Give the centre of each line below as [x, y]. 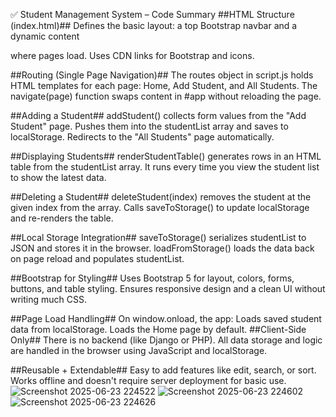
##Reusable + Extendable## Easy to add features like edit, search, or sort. [163, 370]
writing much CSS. [49, 299]
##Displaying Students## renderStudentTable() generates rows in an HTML [166, 156]
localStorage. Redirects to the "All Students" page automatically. [142, 137]
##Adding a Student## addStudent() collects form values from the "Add [158, 115]
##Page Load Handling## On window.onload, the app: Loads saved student [166, 318]
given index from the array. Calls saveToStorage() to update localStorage [160, 207]
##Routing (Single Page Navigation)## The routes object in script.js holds [162, 75]
